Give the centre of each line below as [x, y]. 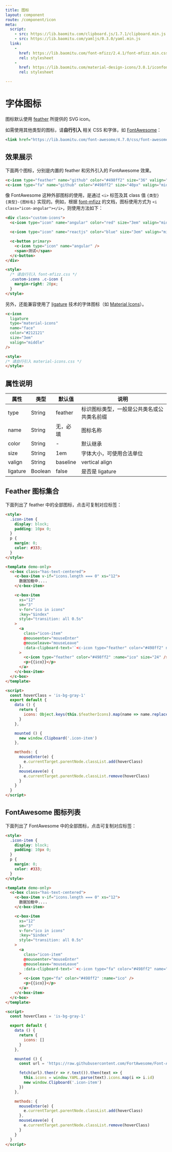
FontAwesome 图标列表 [43, 812]
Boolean [41, 471]
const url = [31, 1064]
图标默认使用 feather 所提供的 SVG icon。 [49, 119]
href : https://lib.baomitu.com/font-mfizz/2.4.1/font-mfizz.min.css [93, 53]
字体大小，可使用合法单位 [112, 454]
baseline [66, 462]
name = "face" [23, 328]
